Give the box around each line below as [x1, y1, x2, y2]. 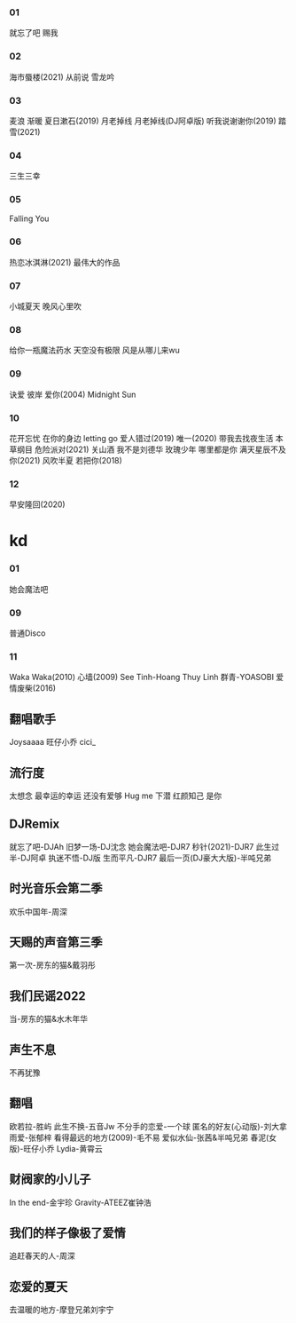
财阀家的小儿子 [9, 1172, 91, 1187]
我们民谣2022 [9, 988, 86, 1003]
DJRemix [9, 817, 60, 832]
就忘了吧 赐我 [9, 28, 58, 38]
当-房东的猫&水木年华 [9, 1014, 89, 1025]
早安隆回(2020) [9, 499, 66, 510]
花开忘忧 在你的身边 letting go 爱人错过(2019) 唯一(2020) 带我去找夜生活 [9, 432, 274, 443]
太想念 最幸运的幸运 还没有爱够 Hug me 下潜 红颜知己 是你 [9, 790, 222, 801]
